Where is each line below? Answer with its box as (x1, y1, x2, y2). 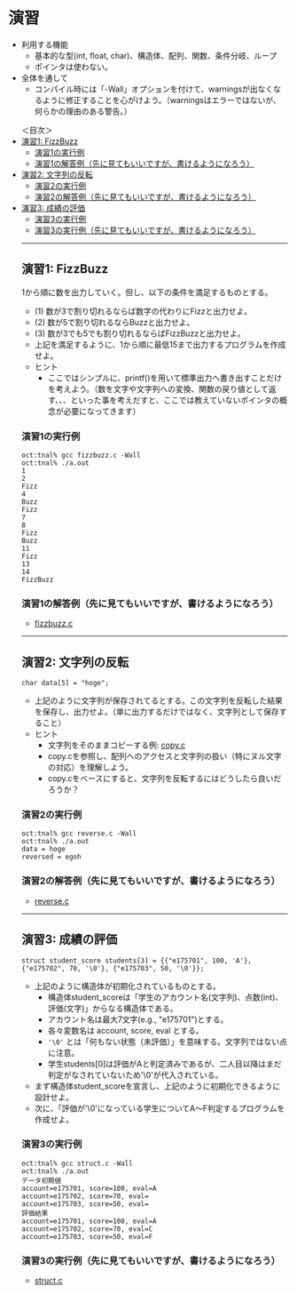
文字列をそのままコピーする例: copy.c (47, 739, 186, 751)
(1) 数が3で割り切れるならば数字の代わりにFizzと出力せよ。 (34, 306, 253, 316)
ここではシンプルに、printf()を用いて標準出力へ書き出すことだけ (47, 372, 283, 383)
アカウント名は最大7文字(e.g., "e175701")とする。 (47, 1014, 229, 1025)
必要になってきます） (63, 405, 141, 416)
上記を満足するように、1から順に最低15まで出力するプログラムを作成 (34, 339, 286, 349)
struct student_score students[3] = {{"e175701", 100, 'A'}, (20, 956, 253, 965)
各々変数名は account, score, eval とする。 (47, 1025, 205, 1035)
